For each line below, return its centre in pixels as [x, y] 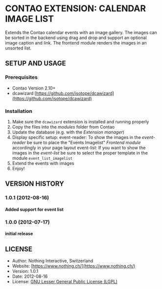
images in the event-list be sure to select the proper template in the [80, 153]
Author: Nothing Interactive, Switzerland [53, 261]
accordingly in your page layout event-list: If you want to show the [79, 148]
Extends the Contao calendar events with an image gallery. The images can [81, 32]
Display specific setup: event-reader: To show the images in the [76, 137]
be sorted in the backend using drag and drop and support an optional [76, 38]
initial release [19, 234]
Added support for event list [34, 209]
